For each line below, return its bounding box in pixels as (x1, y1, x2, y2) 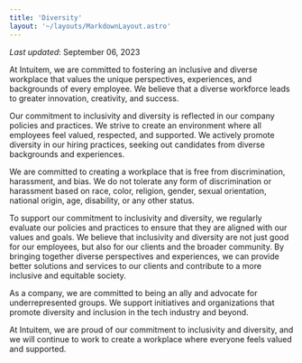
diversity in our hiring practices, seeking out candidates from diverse (9, 139, 266, 150)
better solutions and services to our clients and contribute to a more (9, 260, 262, 271)
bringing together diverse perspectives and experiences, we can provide (9, 250, 279, 262)
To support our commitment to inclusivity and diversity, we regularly (9, 212, 263, 223)
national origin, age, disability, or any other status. (9, 195, 196, 206)
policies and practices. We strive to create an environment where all (9, 119, 261, 131)
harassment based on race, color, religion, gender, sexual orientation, (9, 185, 268, 196)
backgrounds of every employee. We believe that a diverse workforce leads (9, 83, 290, 94)
